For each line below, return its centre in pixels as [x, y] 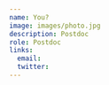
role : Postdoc [35, 42]
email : [29, 58]
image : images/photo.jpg [55, 26]
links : [21, 50]
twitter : [33, 67]
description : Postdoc [49, 34]
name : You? [29, 17]
